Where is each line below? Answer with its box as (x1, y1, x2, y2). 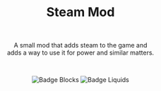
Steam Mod (46, 4, 115, 20)
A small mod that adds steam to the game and (13, 41, 148, 49)
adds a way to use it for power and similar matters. (6, 48, 155, 57)
